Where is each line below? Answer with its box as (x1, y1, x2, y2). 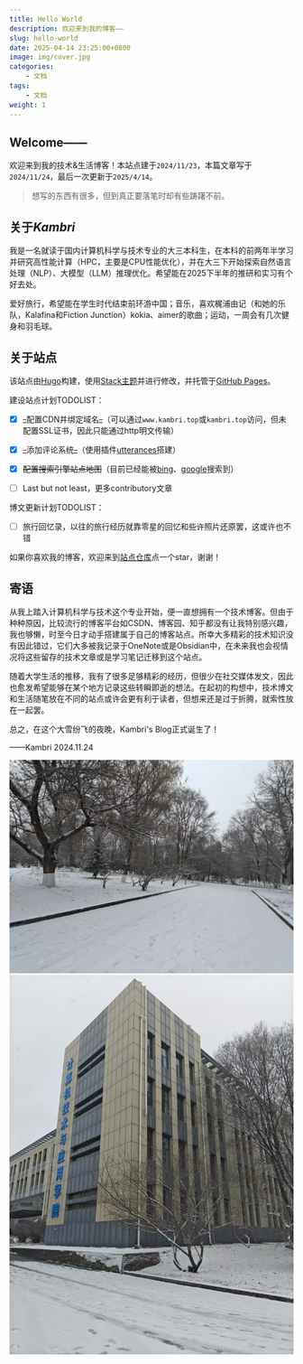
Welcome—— (9, 135, 87, 150)
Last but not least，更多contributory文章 (22, 483, 173, 494)
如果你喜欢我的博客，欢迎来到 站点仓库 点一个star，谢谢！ (9, 552, 222, 563)
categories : (9, 62, 54, 71)
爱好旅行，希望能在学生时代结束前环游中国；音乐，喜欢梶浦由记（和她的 (9, 298, 278, 309)
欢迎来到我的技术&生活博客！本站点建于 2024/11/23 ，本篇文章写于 (9, 160, 252, 171)
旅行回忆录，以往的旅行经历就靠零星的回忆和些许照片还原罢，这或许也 (22, 521, 284, 532)
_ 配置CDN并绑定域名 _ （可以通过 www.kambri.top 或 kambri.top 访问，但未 (22, 414, 287, 425)
